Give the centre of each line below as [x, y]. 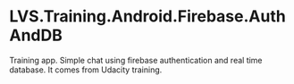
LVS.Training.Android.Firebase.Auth [147, 17]
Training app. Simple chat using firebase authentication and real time [136, 60]
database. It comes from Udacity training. [86, 70]
